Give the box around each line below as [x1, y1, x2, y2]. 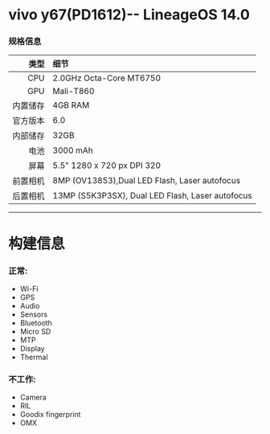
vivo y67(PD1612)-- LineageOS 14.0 [8, 6, 251, 24]
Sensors [19, 309, 48, 319]
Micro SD [19, 326, 51, 336]
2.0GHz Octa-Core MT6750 [52, 72, 162, 84]
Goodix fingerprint [19, 410, 81, 420]
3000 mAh [52, 145, 94, 156]
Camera [19, 392, 47, 403]
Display [19, 343, 46, 353]
